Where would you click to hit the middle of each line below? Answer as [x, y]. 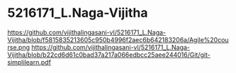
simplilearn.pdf [29, 62]
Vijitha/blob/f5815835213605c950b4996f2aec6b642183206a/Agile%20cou [118, 39]
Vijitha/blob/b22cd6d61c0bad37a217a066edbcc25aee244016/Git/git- [109, 55]
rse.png [19, 47]
